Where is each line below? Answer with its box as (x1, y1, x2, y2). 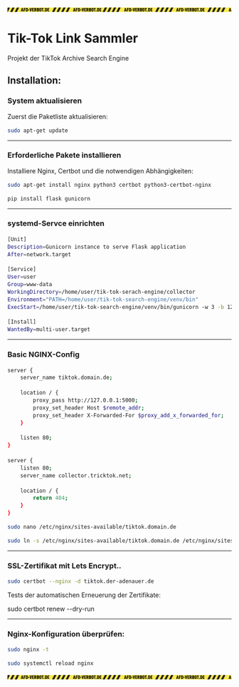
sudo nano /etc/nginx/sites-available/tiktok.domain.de (7, 524, 176, 531)
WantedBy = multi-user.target (7, 326, 91, 333)
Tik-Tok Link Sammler (7, 31, 139, 46)
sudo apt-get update (7, 127, 69, 134)
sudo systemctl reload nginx (7, 660, 94, 667)
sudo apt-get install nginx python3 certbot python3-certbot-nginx (7, 181, 212, 188)
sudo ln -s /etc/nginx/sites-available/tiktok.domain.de (7, 537, 180, 544)
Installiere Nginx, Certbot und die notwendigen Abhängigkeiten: (7, 166, 193, 175)
